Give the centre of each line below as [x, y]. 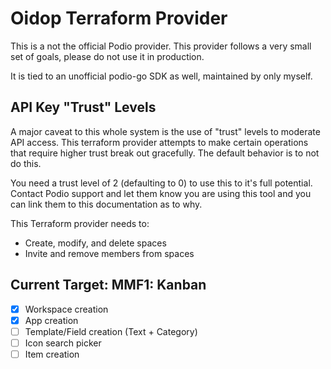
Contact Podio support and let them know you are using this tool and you [161, 193]
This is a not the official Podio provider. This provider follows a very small [161, 46]
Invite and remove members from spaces [109, 253]
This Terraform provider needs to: [80, 223]
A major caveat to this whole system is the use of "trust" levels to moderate [165, 131]
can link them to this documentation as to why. [106, 204]
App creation [51, 320]
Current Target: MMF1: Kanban [108, 285]
